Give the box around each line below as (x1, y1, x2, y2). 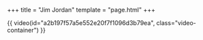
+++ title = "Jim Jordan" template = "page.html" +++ (7, 6, 156, 14)
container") (7, 26, 39, 34)
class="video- (156, 19, 197, 26)
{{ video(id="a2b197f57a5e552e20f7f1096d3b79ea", (7, 19, 155, 26)
